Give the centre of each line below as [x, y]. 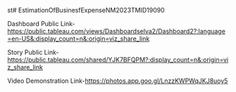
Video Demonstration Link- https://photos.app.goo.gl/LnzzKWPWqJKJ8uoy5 [118, 81]
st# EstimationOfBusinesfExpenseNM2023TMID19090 [86, 10]
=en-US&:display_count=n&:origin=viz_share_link [79, 39]
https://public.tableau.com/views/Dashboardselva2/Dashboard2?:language [116, 31]
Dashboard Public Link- [41, 24]
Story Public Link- [33, 52]
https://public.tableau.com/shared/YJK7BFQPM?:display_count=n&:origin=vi [118, 60]
